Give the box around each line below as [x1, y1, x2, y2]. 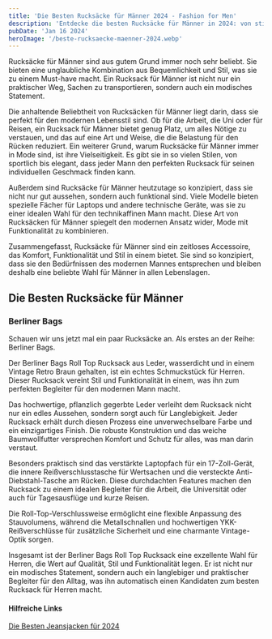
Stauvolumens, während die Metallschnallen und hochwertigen [8, 517, 219, 527]
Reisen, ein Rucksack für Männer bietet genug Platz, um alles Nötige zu [8, 124, 247, 134]
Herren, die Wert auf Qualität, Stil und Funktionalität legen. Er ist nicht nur [8, 559, 253, 568]
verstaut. [8, 443, 38, 452]
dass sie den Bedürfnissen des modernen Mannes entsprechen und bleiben [8, 259, 261, 268]
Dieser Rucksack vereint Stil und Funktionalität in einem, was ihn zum [8, 375, 240, 385]
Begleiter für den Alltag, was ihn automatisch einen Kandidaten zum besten [8, 576, 260, 585]
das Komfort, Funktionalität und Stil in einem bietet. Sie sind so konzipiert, [8, 251, 254, 260]
